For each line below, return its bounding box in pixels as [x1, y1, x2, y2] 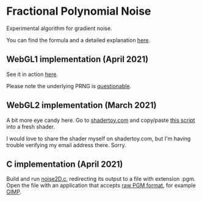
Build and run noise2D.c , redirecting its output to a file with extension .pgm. [6, 175, 196, 183]
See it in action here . [6, 70, 58, 78]
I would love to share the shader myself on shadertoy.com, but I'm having [6, 135, 191, 142]
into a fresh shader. [6, 123, 55, 130]
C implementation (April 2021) [6, 159, 123, 169]
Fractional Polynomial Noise [6, 4, 151, 18]
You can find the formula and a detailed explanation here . [6, 36, 151, 44]
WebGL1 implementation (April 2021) [6, 54, 148, 65]
